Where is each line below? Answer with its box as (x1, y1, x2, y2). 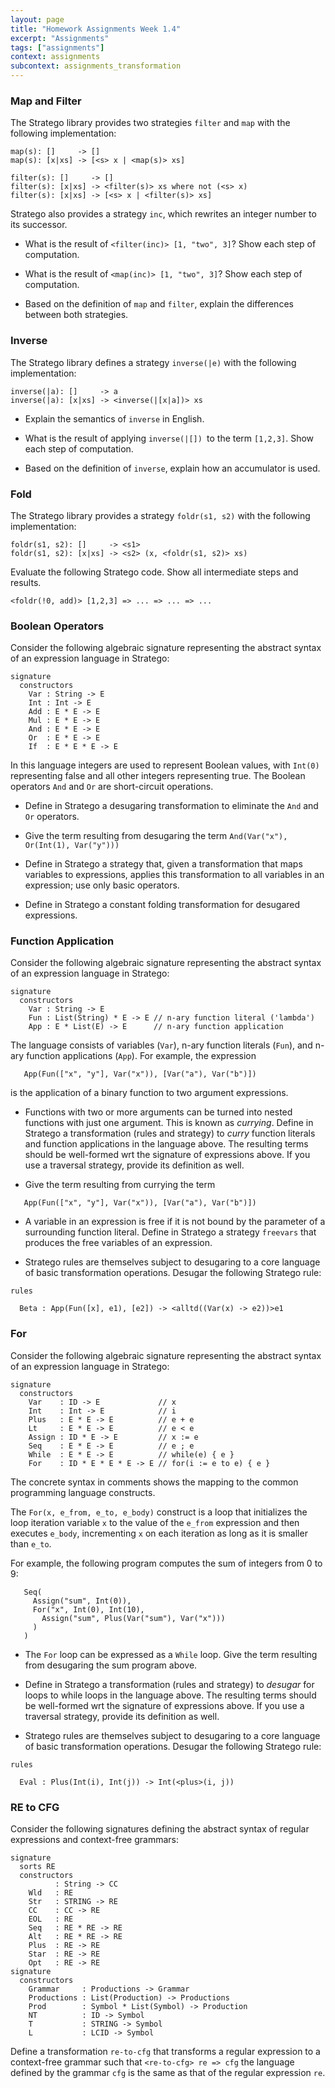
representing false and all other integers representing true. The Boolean (10, 770, 306, 782)
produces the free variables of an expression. (24, 1237, 213, 1249)
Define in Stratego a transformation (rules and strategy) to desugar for (24, 1678, 315, 1690)
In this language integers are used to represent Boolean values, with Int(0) (10, 759, 320, 771)
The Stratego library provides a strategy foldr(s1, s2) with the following (10, 509, 311, 521)
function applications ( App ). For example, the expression (26, 1050, 257, 1062)
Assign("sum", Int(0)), (32, 1596, 132, 1606)
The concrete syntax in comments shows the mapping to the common (10, 1476, 299, 1488)
